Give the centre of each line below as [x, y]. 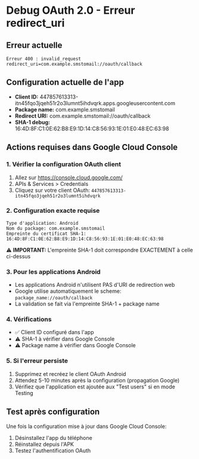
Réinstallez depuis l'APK [44, 444]
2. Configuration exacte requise [53, 211]
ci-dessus [18, 256]
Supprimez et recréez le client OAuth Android [70, 374]
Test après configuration [53, 412]
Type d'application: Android [42, 223]
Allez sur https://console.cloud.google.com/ [69, 178]
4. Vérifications [29, 319]
